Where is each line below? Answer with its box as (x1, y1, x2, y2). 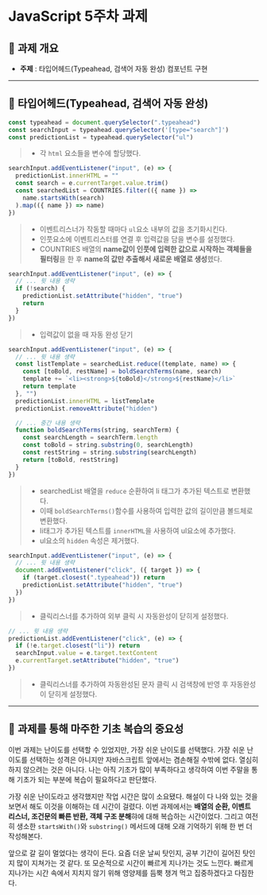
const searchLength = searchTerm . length (22, 434, 158, 442)
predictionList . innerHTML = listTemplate (15, 397, 155, 405)
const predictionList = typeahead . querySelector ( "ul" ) (8, 133, 194, 141)
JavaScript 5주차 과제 (8, 7, 149, 25)
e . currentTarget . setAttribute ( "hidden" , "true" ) (15, 657, 180, 664)
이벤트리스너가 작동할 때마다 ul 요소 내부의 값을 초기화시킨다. (39, 224, 228, 234)
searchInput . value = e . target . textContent (15, 649, 158, 657)
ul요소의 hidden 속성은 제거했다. (39, 536, 139, 545)
